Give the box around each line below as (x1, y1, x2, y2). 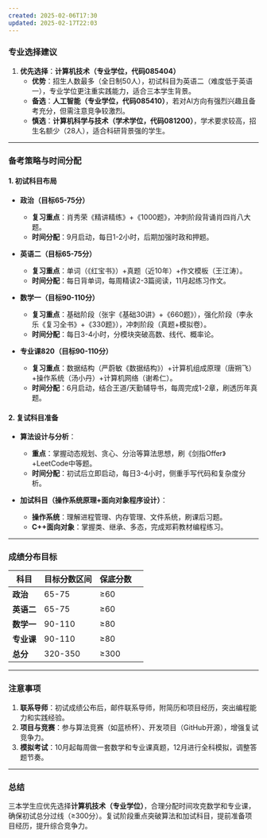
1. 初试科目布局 (8, 176, 57, 186)
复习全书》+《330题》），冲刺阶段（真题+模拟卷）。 (45, 319, 211, 329)
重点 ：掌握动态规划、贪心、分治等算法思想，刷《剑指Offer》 (31, 449, 226, 458)
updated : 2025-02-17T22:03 (8, 19, 98, 27)
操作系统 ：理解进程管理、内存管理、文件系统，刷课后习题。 (31, 512, 227, 522)
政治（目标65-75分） (19, 195, 90, 205)
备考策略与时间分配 (8, 155, 82, 166)
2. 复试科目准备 (8, 412, 59, 422)
